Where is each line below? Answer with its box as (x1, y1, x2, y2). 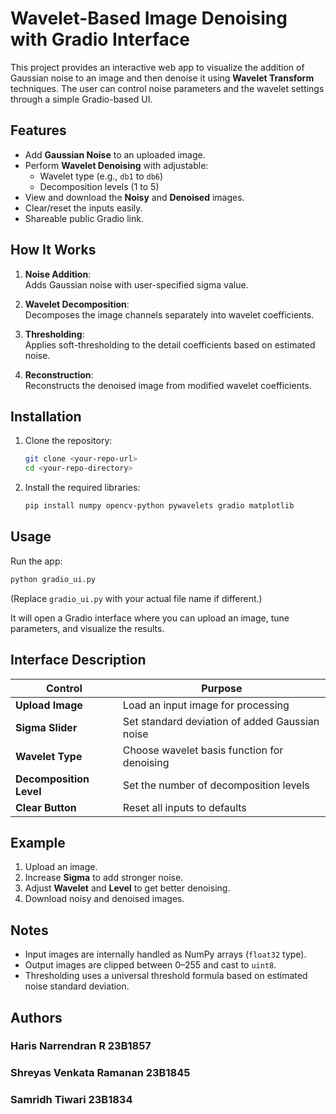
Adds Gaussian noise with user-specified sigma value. (24, 278, 249, 291)
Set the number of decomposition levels (122, 778, 310, 792)
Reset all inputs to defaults (122, 800, 247, 814)
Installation (10, 408, 82, 425)
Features (10, 122, 67, 139)
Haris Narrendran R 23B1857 (10, 1039, 152, 1053)
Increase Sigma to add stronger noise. (24, 872, 184, 884)
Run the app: (10, 555, 63, 567)
